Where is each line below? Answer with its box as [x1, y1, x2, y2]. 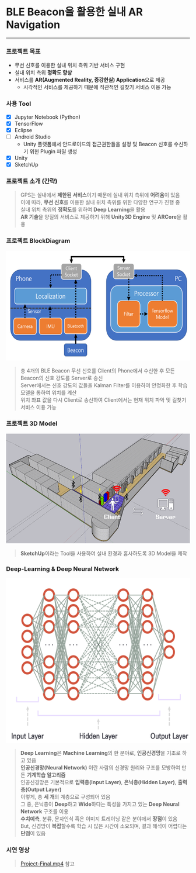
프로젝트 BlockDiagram [6, 237, 71, 245]
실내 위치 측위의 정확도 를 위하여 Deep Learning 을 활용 [20, 206, 146, 213]
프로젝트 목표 [6, 47, 41, 56]
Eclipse [14, 126, 33, 133]
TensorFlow [14, 120, 43, 127]
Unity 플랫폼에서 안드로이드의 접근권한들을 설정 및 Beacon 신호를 [23, 140, 173, 147]
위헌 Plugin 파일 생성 [29, 147, 78, 155]
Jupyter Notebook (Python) [14, 113, 80, 120]
